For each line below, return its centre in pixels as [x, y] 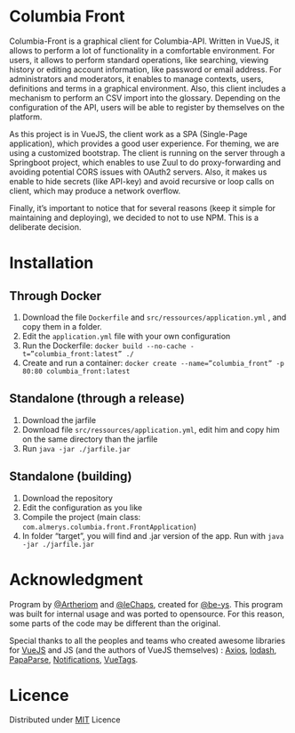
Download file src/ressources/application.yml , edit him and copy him [151, 429]
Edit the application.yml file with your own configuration [126, 336]
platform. [26, 117]
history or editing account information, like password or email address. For [145, 69]
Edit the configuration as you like [82, 507]
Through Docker [56, 296]
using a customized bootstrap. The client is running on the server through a [147, 152]
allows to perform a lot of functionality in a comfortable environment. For [142, 50]
